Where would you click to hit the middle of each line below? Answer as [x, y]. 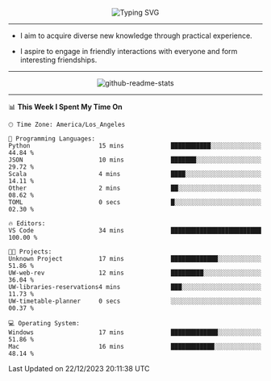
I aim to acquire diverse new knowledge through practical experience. [136, 36]
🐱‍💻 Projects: [30, 252]
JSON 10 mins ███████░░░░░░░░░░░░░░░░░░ [135, 160]
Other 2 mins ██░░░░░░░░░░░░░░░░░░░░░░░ [135, 188]
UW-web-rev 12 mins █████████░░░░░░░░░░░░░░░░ [135, 273]
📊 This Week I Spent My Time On [65, 107]
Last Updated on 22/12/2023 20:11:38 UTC [79, 368]
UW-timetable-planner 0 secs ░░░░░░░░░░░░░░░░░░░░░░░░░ [135, 301]
